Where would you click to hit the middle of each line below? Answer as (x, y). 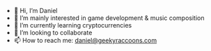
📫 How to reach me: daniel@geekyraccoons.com (85, 40)
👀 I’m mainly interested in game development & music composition (109, 18)
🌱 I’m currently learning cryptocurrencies (73, 25)
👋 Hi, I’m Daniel (36, 11)
